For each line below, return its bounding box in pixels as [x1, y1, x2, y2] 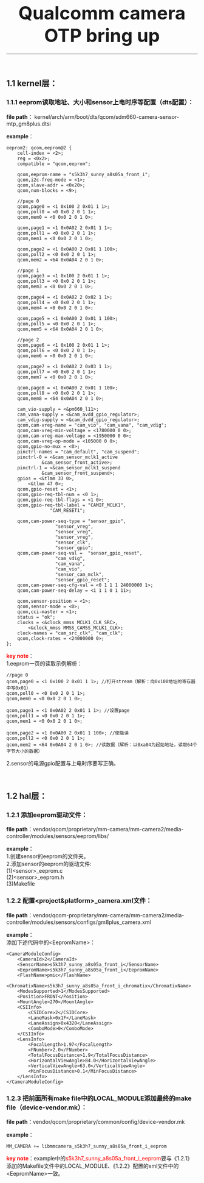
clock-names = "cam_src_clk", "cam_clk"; [17, 630, 123, 636]
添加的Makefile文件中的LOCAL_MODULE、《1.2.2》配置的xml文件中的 [6, 1162, 179, 1170]
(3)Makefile [6, 880, 35, 887]
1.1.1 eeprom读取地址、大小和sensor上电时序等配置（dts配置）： [6, 98, 194, 107]
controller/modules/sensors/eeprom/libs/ [6, 833, 109, 840]
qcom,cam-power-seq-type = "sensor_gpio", [17, 518, 126, 524]
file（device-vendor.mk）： [6, 1103, 87, 1112]
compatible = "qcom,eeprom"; [17, 160, 91, 167]
